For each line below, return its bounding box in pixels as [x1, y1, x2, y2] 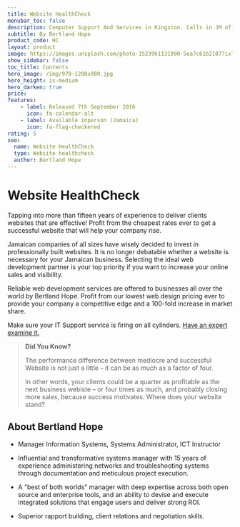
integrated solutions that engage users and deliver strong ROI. [17, 498, 201, 506]
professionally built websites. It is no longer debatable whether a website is [7, 247, 229, 256]
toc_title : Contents [7, 64, 69, 71]
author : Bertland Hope [14, 156, 81, 164]
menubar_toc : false [7, 17, 66, 24]
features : [7, 97, 37, 104]
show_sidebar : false [7, 57, 69, 64]
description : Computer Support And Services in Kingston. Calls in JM [7, 24, 222, 31]
